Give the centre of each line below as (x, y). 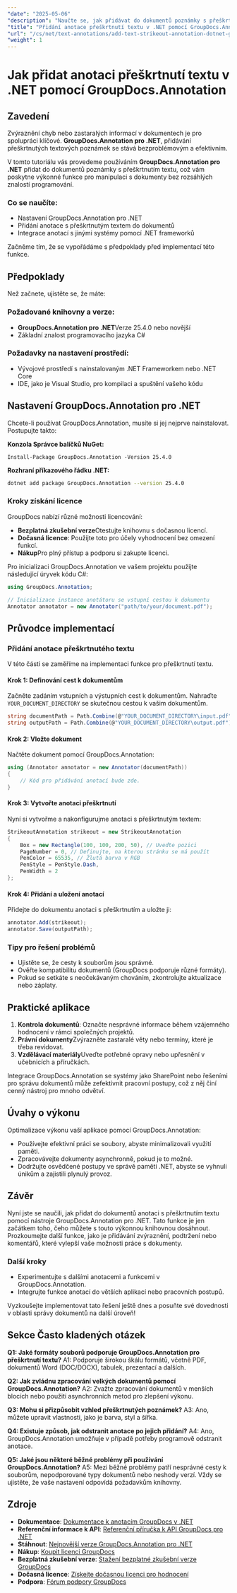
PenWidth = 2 (39, 871)
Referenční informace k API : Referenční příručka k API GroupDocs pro (120, 1529)
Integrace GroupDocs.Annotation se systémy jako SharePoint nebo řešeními (117, 1076)
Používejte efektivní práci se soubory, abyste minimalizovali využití (114, 1143)
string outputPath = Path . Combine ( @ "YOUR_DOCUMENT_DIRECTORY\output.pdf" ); (121, 723)
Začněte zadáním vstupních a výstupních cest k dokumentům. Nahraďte (112, 696)
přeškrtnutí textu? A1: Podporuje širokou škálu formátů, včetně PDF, (107, 1360)
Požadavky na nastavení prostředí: (68, 353)
